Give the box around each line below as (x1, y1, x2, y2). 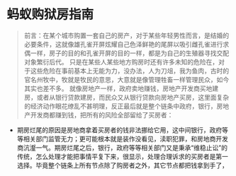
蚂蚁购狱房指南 (6, 6, 94, 23)
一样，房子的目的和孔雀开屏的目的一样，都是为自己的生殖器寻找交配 (30, 49, 230, 57)
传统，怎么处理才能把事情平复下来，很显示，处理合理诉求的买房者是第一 (16, 152, 228, 160)
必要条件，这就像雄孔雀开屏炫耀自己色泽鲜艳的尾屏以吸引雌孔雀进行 (23, 40, 223, 48)
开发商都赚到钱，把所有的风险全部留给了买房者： (30, 110, 174, 119)
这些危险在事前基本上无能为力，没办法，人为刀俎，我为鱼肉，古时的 (30, 66, 230, 75)
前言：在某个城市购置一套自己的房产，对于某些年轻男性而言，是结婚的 (23, 31, 230, 40)
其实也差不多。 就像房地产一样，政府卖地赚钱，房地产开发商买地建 (23, 84, 219, 93)
